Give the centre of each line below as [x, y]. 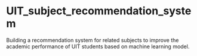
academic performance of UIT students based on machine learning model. [98, 46]
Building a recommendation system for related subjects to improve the [93, 40]
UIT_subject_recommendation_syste [99, 11]
